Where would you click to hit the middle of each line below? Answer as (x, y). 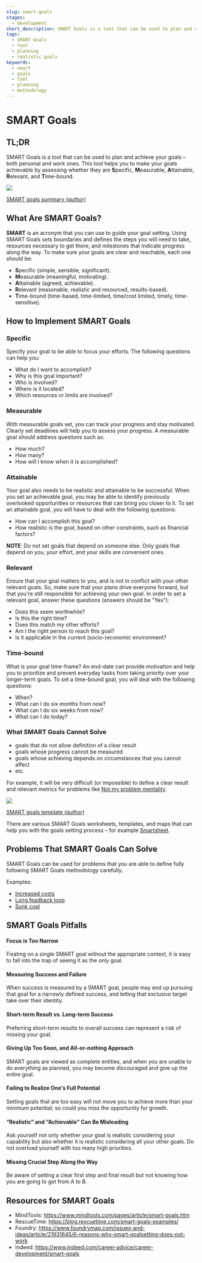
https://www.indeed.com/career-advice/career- (94, 1247)
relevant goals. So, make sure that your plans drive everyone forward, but (97, 587)
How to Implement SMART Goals (69, 321)
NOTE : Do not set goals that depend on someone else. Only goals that (93, 545)
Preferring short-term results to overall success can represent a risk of (94, 1028)
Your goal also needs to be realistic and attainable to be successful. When (98, 490)
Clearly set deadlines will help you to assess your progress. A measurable (98, 430)
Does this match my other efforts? (57, 625)
